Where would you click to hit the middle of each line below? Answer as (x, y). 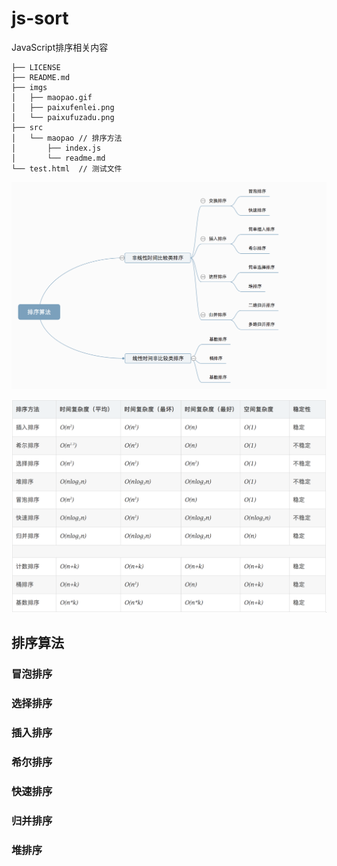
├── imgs (29, 87)
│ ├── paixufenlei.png (63, 107)
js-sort (40, 18)
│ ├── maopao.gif (52, 97)
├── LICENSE (36, 67)
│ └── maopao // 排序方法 (67, 138)
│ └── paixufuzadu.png (63, 117)
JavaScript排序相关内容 (60, 47)
